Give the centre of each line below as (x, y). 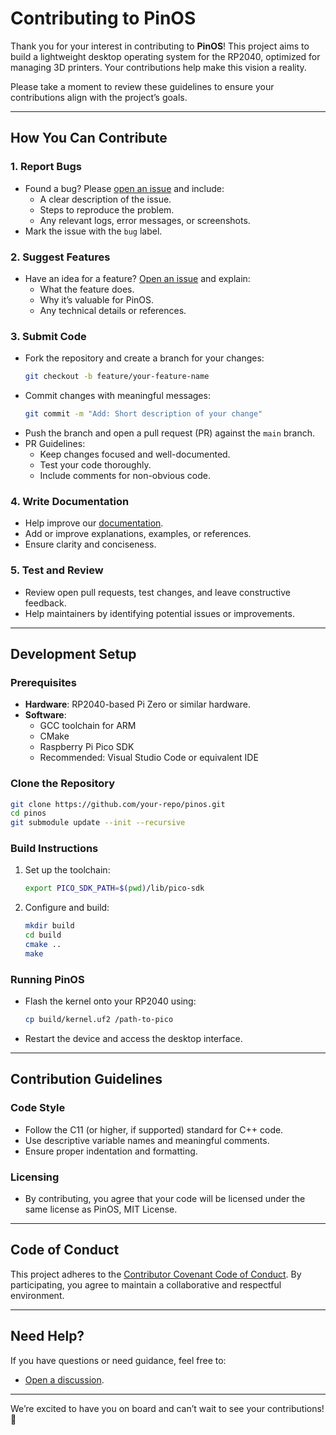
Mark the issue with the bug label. (93, 231)
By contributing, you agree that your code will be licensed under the (165, 1198)
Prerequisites (43, 682)
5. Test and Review (57, 570)
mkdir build (49, 926)
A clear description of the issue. (105, 199)
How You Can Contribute (89, 138)
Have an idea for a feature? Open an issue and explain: (137, 278)
